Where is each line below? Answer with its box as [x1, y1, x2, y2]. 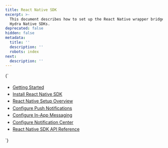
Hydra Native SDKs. [9, 21, 50, 26]
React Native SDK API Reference [12, 126, 80, 132]
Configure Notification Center [12, 119, 73, 125]
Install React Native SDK [12, 91, 62, 97]
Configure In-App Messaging [12, 112, 72, 118]
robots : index [9, 49, 39, 54]
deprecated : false [5, 26, 43, 31]
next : [5, 53, 16, 59]
